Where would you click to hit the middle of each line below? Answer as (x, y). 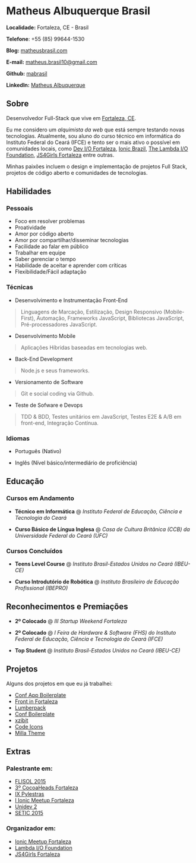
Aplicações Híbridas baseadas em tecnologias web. (84, 347)
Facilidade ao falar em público (52, 247)
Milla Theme (30, 733)
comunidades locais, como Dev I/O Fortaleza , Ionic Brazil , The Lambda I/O (97, 148)
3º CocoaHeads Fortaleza (46, 788)
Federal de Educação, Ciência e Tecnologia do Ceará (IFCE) (89, 639)
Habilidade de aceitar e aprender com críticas (71, 265)
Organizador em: (31, 829)
